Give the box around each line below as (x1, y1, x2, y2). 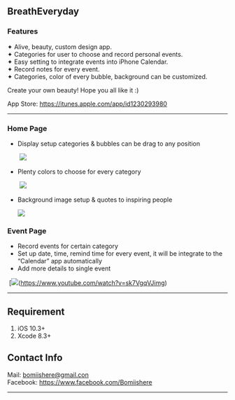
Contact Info (7, 352, 63, 364)
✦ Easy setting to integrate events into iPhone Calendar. (7, 57, 169, 66)
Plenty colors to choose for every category (17, 167, 141, 176)
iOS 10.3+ (17, 324, 45, 333)
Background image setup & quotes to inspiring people (17, 195, 173, 204)
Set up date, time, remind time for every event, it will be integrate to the (17, 249, 222, 258)
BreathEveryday (7, 6, 79, 18)
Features (7, 27, 38, 36)
